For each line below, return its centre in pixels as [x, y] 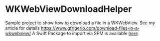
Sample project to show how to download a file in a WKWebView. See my [80, 23]
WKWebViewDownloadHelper [69, 9]
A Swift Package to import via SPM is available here [85, 33]
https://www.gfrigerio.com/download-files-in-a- [90, 28]
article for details [22, 28]
